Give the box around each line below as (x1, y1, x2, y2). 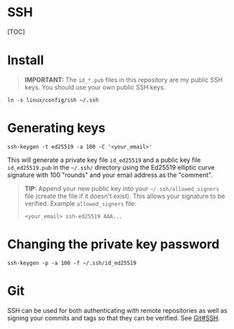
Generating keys (7, 120, 106, 136)
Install (7, 52, 44, 68)
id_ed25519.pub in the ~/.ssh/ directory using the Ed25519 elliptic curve (7, 163, 215, 171)
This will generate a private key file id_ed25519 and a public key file (7, 156, 202, 164)
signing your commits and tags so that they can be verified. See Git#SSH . (7, 314, 220, 322)
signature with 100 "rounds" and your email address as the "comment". (7, 170, 213, 179)
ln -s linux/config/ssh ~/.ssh (7, 97, 99, 104)
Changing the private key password (7, 237, 220, 252)
